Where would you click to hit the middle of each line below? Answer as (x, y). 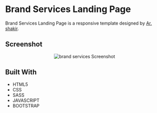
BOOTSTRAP (26, 105)
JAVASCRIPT (26, 100)
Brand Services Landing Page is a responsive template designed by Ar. (79, 23)
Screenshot (24, 44)
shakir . (12, 28)
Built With (21, 72)
